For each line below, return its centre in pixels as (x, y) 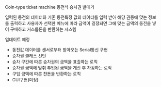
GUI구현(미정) (25, 80)
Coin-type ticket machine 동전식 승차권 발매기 (50, 7)
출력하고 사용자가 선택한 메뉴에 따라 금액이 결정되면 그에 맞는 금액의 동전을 (80, 23)
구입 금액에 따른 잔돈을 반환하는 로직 (46, 74)
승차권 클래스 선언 (29, 56)
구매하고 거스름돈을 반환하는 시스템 (43, 29)
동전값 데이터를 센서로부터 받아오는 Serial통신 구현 (60, 50)
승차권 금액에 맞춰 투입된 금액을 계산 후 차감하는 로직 (62, 68)
